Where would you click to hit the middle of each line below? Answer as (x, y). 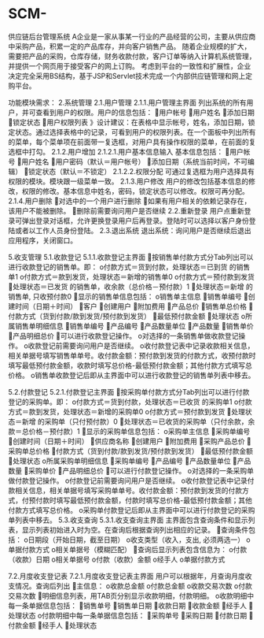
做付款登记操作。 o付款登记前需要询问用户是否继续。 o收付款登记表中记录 (128, 480)
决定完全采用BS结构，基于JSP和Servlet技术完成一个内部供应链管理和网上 (127, 76)
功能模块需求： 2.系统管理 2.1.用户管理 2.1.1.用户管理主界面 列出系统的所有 (128, 102)
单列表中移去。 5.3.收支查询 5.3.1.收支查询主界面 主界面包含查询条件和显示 (128, 520)
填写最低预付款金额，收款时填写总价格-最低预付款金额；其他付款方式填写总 (130, 365)
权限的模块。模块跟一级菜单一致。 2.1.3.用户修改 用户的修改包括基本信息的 (128, 181)
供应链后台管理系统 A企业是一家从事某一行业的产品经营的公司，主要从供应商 (132, 36)
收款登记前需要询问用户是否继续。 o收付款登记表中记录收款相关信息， (141, 345)
